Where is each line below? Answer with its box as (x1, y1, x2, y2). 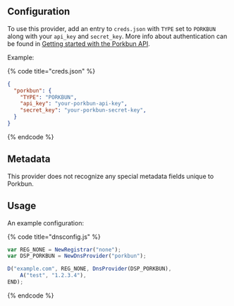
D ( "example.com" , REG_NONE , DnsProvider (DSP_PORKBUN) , (7, 265, 172, 273)
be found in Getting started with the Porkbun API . (7, 39, 150, 48)
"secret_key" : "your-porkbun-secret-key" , (20, 107, 147, 114)
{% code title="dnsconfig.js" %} (7, 233, 101, 241)
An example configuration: (7, 218, 85, 227)
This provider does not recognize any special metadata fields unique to (7, 172, 214, 180)
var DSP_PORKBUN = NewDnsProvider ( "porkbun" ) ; (7, 252, 147, 260)
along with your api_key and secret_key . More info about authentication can (7, 32, 228, 40)
